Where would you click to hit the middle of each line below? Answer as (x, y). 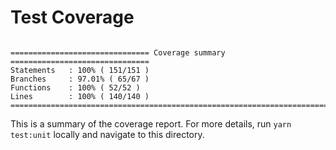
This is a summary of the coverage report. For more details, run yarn (151, 123)
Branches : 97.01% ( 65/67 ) (80, 79)
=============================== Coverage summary (118, 52)
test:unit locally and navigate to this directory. (107, 134)
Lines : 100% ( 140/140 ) (80, 96)
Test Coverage (72, 17)
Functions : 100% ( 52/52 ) (75, 87)
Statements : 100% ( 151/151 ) (80, 70)
